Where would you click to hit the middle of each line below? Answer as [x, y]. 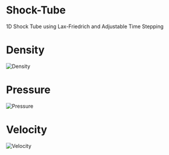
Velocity [27, 130]
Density [25, 50]
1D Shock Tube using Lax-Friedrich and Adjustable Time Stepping [85, 26]
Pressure [28, 90]
